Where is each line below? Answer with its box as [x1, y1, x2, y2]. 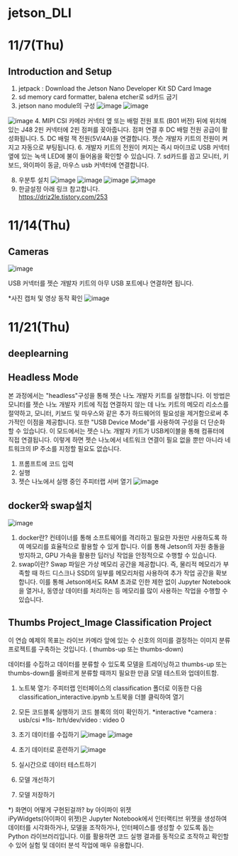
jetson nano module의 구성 [18, 101, 96, 110]
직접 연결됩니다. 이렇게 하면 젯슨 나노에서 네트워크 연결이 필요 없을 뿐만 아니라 [8, 435, 224, 444]
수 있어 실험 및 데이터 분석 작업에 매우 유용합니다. [8, 841, 144, 850]
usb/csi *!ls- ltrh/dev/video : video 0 [18, 716, 125, 724]
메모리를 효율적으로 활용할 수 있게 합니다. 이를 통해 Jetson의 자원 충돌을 [25, 542, 225, 551]
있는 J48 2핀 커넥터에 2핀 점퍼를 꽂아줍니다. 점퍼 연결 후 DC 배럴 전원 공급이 [8, 125, 220, 134]
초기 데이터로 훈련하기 [18, 746, 80, 754]
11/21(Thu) [8, 319, 70, 336]
